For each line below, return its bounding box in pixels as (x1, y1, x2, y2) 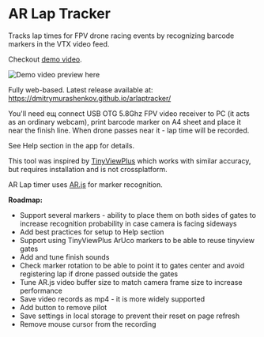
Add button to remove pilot (19, 302, 107, 312)
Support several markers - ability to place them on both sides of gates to (19, 210, 257, 219)
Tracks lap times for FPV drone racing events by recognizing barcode (8, 31, 235, 40)
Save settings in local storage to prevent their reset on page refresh (19, 311, 239, 320)
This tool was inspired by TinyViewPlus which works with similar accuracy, (8, 155, 251, 166)
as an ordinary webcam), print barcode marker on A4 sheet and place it (8, 117, 241, 126)
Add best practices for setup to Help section (19, 227, 164, 237)
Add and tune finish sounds (19, 252, 110, 261)
